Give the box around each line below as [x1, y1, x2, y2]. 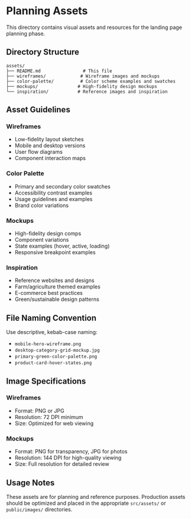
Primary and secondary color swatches [14, 183, 111, 190]
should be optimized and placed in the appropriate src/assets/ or [6, 499, 166, 507]
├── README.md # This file [6, 68, 112, 74]
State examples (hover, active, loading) [14, 242, 110, 249]
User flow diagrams [14, 148, 63, 155]
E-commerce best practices [14, 290, 83, 297]
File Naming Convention [6, 313, 96, 323]
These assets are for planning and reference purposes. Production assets [6, 493, 186, 500]
